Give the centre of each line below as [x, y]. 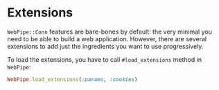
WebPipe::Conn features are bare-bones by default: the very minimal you [110, 32]
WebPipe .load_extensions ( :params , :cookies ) [72, 79]
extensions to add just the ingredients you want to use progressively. [105, 46]
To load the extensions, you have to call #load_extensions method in [105, 59]
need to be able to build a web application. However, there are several [107, 38]
